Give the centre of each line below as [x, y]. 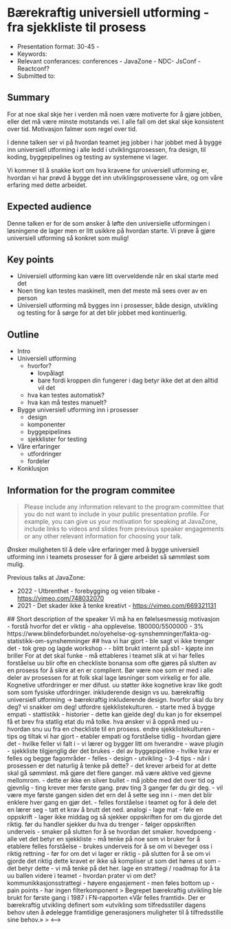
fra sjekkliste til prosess [77, 27]
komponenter [46, 424]
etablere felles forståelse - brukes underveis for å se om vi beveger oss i [110, 846]
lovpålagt [51, 373]
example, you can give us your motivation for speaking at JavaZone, [121, 521]
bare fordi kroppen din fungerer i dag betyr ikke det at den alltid [128, 380]
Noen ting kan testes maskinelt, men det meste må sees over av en [112, 291]
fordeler [38, 461]
